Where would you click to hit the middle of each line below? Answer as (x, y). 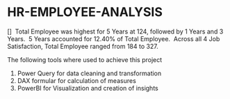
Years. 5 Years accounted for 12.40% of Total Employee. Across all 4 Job (114, 38)
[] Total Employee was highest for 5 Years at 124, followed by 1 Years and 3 (115, 31)
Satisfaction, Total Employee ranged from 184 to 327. (83, 46)
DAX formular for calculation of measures (77, 80)
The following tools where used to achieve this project (85, 59)
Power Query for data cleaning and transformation (89, 73)
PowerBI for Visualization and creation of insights (88, 88)
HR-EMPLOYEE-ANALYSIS (85, 12)
